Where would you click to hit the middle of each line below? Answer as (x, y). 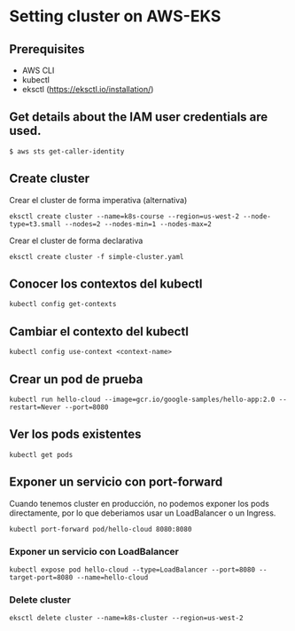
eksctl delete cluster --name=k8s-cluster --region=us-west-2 (126, 619)
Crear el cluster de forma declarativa (76, 241)
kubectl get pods (41, 454)
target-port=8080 (41, 577)
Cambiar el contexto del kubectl (99, 331)
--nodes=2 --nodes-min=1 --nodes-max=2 (139, 224)
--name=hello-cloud (113, 577)
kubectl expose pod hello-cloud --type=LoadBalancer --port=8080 (132, 570)
